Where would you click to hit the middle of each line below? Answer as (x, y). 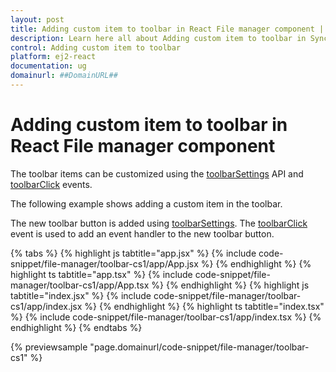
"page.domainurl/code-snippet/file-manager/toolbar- (199, 347)
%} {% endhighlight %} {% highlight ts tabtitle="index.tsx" (204, 306)
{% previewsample (49, 347)
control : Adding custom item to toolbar (96, 47)
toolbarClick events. (51, 184)
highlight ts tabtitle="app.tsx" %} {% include (101, 274)
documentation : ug (48, 66)
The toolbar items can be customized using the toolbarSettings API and (157, 173)
